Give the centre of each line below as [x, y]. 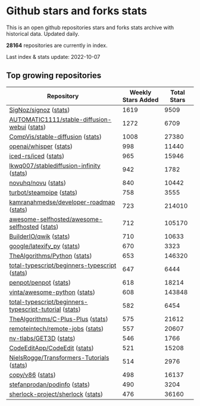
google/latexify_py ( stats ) [45, 246]
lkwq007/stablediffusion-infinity [55, 165]
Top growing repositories [54, 76]
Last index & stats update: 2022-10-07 [53, 57]
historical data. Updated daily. [43, 33]
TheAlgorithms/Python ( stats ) [51, 255]
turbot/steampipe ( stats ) [43, 192]
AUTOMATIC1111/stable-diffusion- [60, 119]
